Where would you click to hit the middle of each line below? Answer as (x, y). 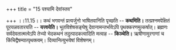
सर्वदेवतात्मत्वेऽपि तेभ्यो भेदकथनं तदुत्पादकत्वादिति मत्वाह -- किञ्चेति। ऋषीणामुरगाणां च (85, 34)
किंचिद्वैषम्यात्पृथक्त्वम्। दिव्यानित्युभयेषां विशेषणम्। (50, 40)
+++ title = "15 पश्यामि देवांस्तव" (39, 9)
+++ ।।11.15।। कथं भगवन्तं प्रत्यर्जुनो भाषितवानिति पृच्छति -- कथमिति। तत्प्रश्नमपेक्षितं (88, 21)
